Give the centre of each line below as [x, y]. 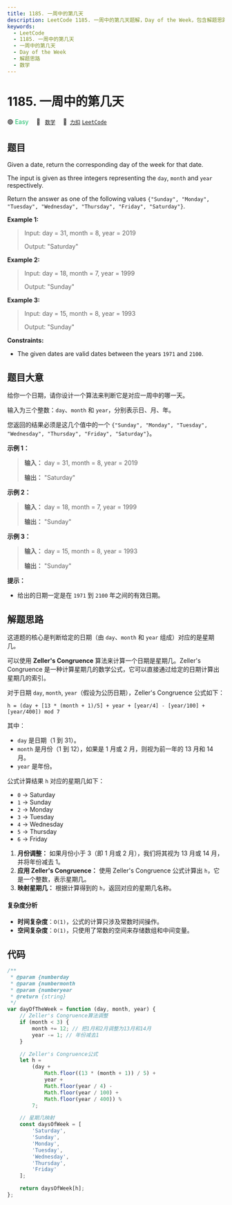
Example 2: [23, 260]
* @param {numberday [40, 977]
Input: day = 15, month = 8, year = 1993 [80, 314]
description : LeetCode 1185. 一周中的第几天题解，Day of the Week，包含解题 [112, 20]
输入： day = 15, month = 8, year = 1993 [81, 551]
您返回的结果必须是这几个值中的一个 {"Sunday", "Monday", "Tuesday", [107, 425]
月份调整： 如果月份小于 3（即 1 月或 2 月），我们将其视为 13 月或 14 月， [120, 853]
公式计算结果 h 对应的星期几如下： [56, 781]
